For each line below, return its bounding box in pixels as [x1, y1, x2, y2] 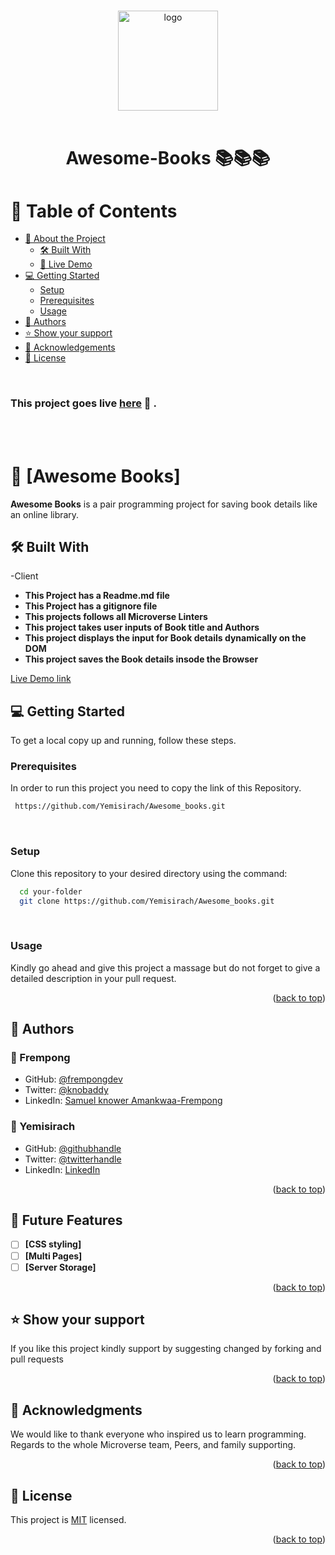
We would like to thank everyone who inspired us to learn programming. [10, 1428, 307, 1440]
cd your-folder [19, 886, 83, 897]
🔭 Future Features [10, 1212, 123, 1229]
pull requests [10, 1353, 65, 1365]
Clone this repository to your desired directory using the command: [10, 867, 288, 879]
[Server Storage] [24, 1261, 97, 1273]
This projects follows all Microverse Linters [24, 611, 208, 623]
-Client [10, 570, 39, 582]
